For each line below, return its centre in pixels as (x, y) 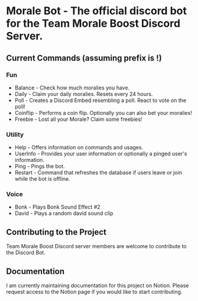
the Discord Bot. (26, 252)
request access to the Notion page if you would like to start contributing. (94, 292)
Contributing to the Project (56, 232)
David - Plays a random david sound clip (64, 213)
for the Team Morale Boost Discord (93, 23)
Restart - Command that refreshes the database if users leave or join (98, 172)
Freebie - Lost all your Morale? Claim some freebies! (78, 119)
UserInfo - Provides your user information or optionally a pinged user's (101, 154)
